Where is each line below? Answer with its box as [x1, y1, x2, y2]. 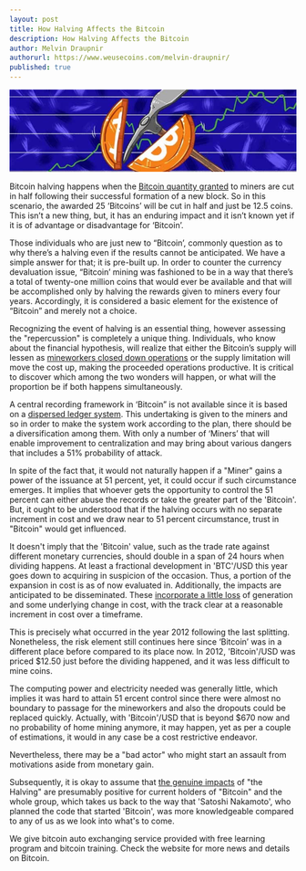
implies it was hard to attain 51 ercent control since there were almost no [9, 693, 281, 703]
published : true [9, 63, 71, 72]
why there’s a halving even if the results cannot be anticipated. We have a [9, 247, 286, 257]
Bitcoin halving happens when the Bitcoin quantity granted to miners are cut [9, 181, 294, 192]
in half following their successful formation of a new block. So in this [9, 191, 266, 201]
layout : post [9, 15, 59, 24]
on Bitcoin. [9, 853, 50, 863]
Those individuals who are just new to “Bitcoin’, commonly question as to [9, 237, 283, 248]
